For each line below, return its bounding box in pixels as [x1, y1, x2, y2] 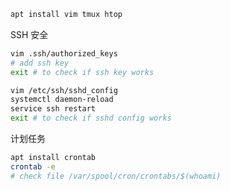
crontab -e [10, 161, 56, 172]
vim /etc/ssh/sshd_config [10, 85, 118, 95]
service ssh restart [10, 104, 97, 114]
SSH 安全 [10, 28, 49, 40]
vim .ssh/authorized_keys [10, 48, 118, 59]
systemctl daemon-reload [10, 95, 114, 105]
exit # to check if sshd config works [10, 113, 172, 124]
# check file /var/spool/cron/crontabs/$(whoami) [10, 171, 222, 181]
